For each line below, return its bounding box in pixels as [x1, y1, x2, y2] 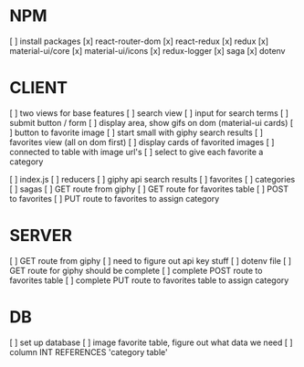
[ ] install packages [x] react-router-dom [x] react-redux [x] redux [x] [9, 36, 269, 47]
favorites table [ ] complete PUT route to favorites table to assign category [9, 275, 289, 286]
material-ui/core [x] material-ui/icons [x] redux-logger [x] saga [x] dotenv [9, 45, 286, 56]
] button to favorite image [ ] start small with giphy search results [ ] [9, 127, 263, 138]
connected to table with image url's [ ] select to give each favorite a [9, 146, 264, 157]
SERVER [9, 225, 73, 246]
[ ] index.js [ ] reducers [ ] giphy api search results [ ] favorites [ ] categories [9, 173, 296, 184]
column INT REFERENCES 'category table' [9, 346, 168, 357]
